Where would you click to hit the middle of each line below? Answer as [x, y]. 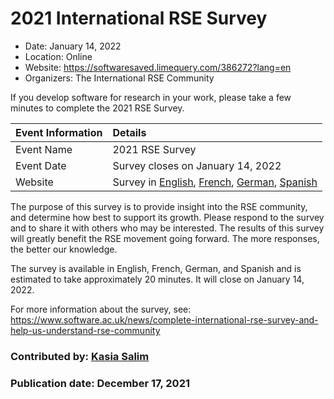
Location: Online [58, 56]
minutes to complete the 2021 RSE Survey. [97, 108]
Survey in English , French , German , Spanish [215, 182]
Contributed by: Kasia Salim [80, 356]
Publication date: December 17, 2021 [100, 383]
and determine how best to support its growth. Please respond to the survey [167, 217]
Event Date [41, 165]
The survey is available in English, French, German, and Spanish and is [156, 268]
